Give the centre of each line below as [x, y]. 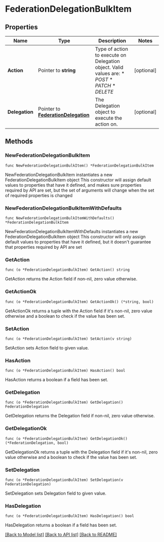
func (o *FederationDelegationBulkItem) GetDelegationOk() [66, 438]
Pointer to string [57, 70]
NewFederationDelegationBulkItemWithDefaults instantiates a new [72, 231]
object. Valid [109, 67]
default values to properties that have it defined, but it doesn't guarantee [78, 242]
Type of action [112, 49]
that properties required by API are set [43, 247]
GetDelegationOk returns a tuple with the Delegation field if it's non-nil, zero [81, 452]
